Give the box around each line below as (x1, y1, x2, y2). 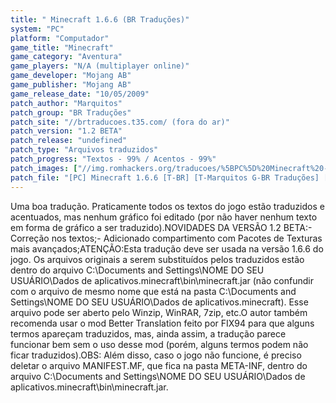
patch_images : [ (10, 163, 78, 173)
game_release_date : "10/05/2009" (10, 89, 150, 99)
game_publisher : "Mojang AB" (10, 80, 132, 90)
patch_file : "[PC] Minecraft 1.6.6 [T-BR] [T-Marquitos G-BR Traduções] (10, 172, 320, 183)
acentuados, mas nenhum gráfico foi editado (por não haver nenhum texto (10, 211, 318, 223)
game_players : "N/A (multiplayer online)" (10, 61, 190, 71)
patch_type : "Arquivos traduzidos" (10, 145, 159, 155)
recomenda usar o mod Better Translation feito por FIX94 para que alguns (10, 317, 315, 329)
